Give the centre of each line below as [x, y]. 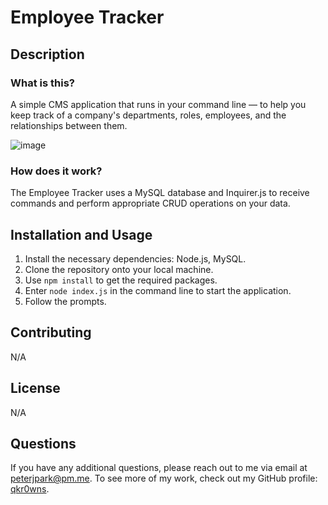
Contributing [51, 332]
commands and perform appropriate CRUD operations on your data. [150, 203]
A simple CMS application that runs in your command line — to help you [158, 104]
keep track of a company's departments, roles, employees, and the [148, 115]
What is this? [42, 83]
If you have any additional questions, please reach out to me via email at [159, 468]
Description [47, 54]
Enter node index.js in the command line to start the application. [158, 290]
